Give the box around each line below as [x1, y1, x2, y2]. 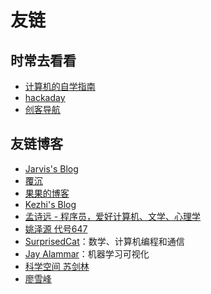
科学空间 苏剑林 [24, 260, 90, 272]
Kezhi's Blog [24, 198, 77, 210]
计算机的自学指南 [24, 81, 96, 92]
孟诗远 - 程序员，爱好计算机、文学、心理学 [24, 210, 202, 222]
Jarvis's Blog [24, 162, 79, 175]
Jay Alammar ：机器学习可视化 [24, 247, 150, 260]
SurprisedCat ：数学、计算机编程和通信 [24, 235, 185, 247]
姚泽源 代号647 [24, 222, 88, 235]
